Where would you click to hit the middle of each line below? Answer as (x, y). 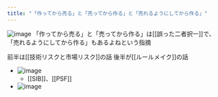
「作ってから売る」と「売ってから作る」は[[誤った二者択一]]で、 (124, 33)
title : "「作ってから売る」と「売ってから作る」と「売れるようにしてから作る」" (107, 13)
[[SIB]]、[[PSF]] (49, 79)
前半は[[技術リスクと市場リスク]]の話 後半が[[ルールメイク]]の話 (98, 57)
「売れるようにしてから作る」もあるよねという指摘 (79, 42)
